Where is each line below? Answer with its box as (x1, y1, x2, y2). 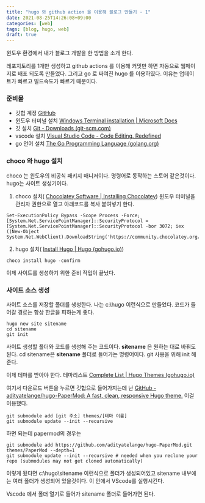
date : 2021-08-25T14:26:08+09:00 (6, 15, 92, 21)
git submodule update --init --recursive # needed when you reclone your (6, 453, 198, 459)
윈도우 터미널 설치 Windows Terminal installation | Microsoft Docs (15, 117, 178, 124)
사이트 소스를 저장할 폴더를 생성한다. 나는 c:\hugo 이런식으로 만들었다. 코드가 (6, 301, 190, 308)
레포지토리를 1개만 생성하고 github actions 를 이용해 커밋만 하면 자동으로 (6, 62, 179, 70)
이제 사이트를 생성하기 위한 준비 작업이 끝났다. (6, 269, 116, 276)
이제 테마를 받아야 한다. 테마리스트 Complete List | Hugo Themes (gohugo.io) (6, 371, 195, 379)
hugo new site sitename (6, 321, 67, 327)
